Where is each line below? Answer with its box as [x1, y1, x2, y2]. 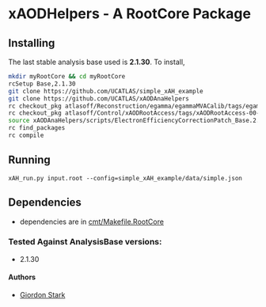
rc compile [8, 131, 44, 139]
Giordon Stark [19, 290, 66, 299]
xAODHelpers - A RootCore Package [8, 5, 252, 23]
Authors [8, 272, 36, 282]
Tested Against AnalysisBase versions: [8, 237, 162, 248]
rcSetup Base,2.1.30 [8, 80, 77, 88]
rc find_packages [8, 124, 66, 132]
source [8, 116, 30, 125]
